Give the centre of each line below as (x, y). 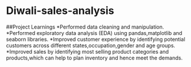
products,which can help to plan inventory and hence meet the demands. (94, 58)
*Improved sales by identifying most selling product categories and (87, 51)
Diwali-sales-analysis (60, 11)
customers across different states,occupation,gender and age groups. (91, 45)
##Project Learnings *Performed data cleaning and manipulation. (85, 27)
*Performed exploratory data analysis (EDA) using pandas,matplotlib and (94, 33)
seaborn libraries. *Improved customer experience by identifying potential (96, 39)
